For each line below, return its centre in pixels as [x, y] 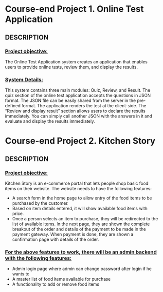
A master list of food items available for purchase [61, 279]
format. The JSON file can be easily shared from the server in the [71, 100]
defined [13, 106]
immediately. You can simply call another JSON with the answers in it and [79, 116]
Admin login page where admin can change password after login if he [82, 269]
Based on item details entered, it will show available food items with [80, 209]
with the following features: [38, 258]
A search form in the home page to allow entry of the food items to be [82, 198]
